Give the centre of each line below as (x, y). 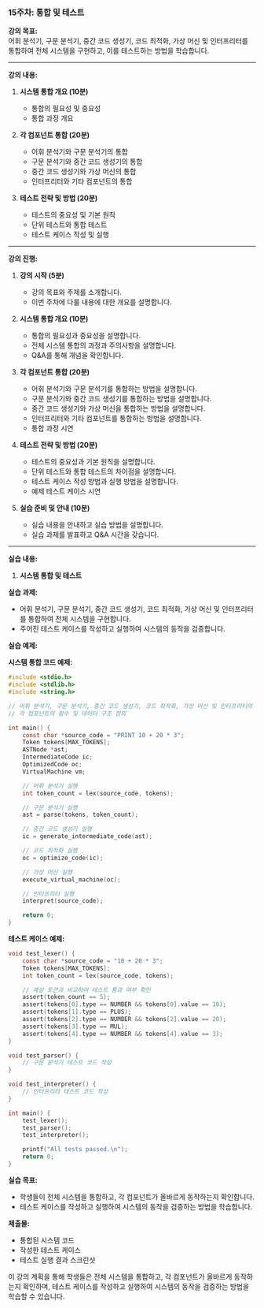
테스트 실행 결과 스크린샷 (57, 1260)
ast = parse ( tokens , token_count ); (81, 815)
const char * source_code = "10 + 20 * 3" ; (93, 961)
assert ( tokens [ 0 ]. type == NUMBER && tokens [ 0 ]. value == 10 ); (125, 1004)
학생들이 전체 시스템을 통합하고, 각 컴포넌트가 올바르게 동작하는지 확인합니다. (137, 1197)
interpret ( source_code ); (63, 901)
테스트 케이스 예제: (37, 939)
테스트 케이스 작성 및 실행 (70, 235)
